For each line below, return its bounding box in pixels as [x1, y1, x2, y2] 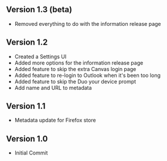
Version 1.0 [6, 133, 48, 143]
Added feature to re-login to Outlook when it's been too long [14, 72, 161, 79]
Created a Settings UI [14, 53, 67, 60]
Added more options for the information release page [14, 59, 144, 66]
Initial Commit [14, 149, 48, 156]
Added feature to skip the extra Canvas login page [14, 65, 137, 72]
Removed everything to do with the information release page [14, 20, 161, 27]
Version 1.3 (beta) [6, 5, 72, 15]
